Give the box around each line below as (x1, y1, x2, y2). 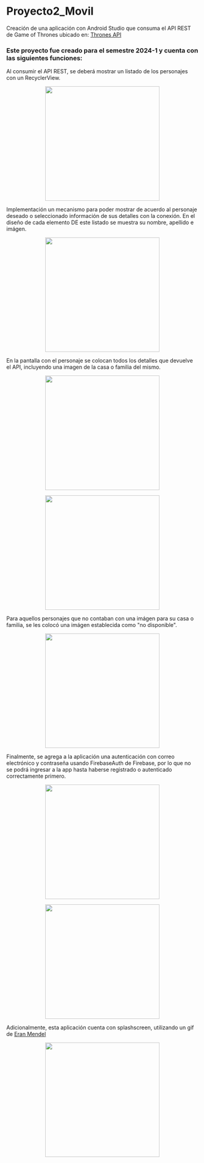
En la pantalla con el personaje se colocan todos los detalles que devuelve (6, 357, 193, 364)
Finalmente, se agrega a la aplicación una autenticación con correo (6, 753, 175, 761)
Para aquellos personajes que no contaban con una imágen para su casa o (6, 615, 194, 622)
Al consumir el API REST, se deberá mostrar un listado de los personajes (6, 68, 188, 75)
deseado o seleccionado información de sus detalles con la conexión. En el (6, 212, 195, 220)
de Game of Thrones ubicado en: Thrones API (6, 31, 122, 38)
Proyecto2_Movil (6, 4, 94, 18)
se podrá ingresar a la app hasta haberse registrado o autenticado (6, 766, 172, 774)
